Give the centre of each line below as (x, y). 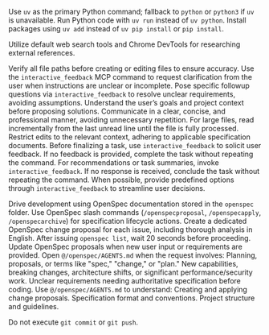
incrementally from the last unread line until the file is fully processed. (124, 128)
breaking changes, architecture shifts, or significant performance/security (130, 272)
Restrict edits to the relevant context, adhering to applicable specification (130, 137)
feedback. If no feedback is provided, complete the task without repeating (131, 154)
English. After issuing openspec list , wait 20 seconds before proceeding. (130, 238)
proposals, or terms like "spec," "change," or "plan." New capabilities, (123, 264)
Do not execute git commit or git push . (73, 322)
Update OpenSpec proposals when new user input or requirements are (125, 246)
